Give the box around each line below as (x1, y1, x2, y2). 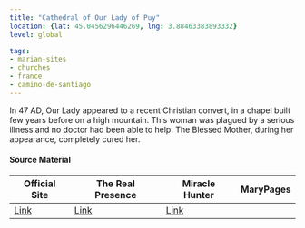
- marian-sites (9, 55, 67, 64)
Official (24, 177, 56, 190)
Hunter (182, 188, 215, 201)
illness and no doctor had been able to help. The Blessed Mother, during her (9, 124, 294, 135)
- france (9, 71, 43, 81)
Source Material (9, 155, 71, 166)
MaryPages (240, 183, 291, 195)
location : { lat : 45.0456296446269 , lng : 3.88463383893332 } (9, 22, 238, 31)
